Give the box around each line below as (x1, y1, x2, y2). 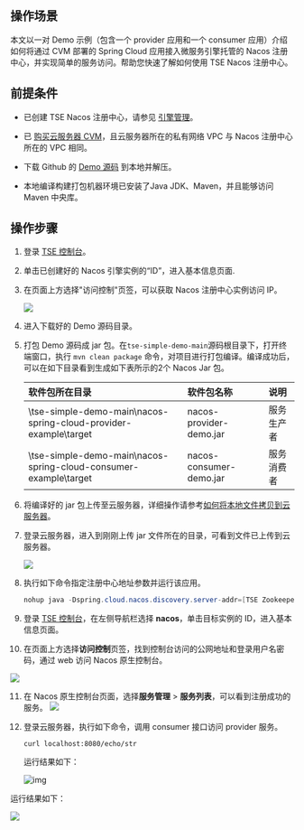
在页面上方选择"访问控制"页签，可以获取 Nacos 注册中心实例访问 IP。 (23, 284, 282, 295)
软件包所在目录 (27, 387, 92, 399)
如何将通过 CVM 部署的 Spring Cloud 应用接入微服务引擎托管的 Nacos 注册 (10, 45, 289, 56)
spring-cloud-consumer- (27, 461, 139, 473)
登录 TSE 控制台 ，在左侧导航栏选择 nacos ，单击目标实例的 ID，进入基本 (23, 613, 292, 624)
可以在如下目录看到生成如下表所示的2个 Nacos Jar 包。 (23, 362, 229, 373)
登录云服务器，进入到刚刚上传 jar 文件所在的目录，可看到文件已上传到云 (23, 530, 291, 541)
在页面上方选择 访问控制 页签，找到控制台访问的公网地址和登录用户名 (23, 644, 277, 655)
